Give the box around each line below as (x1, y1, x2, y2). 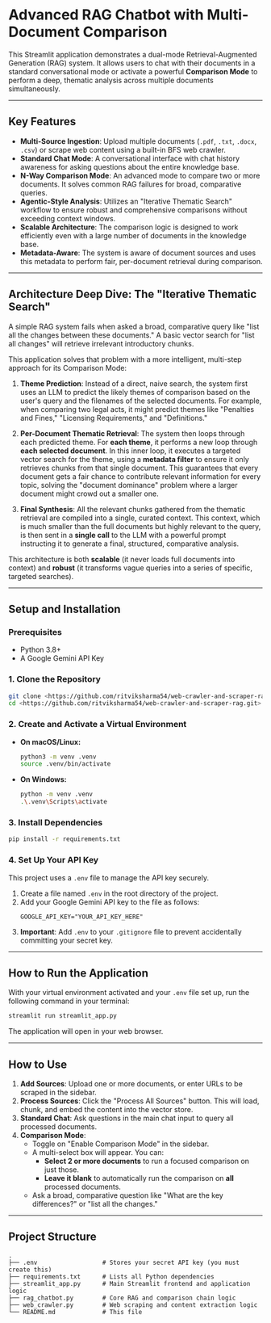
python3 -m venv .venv (19, 753, 97, 761)
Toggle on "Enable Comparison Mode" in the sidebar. (31, 1139, 210, 1149)
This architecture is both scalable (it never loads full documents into (8, 554, 236, 564)
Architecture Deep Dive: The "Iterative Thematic (8, 288, 257, 301)
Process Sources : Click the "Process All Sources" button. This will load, (19, 1096, 260, 1106)
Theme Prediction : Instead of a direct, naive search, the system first (19, 378, 248, 388)
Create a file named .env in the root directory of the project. (19, 888, 219, 898)
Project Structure (8, 1230, 97, 1244)
